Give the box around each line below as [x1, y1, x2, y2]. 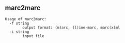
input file [22, 33, 45, 38]
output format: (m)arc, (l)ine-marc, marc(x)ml [22, 25, 120, 30]
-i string [9, 29, 29, 34]
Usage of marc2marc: [5, 16, 47, 21]
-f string [9, 21, 29, 26]
